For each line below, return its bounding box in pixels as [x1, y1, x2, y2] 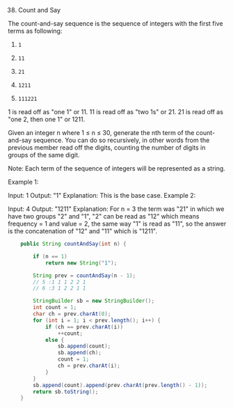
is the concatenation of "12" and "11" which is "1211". [8, 227, 157, 235]
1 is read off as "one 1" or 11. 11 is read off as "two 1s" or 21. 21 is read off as [8, 108, 223, 116]
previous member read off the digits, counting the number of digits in [8, 143, 206, 152]
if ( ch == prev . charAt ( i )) [45, 323, 124, 330]
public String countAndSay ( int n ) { [20, 240, 127, 247]
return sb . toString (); [33, 388, 99, 395]
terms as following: [8, 27, 63, 35]
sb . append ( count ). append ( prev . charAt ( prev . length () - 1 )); [33, 382, 208, 389]
